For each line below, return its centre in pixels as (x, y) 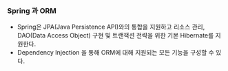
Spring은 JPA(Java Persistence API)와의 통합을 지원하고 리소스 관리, (111, 27)
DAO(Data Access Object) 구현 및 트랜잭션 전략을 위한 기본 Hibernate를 (115, 35)
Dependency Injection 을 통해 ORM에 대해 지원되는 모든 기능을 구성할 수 (116, 53)
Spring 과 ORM (32, 10)
